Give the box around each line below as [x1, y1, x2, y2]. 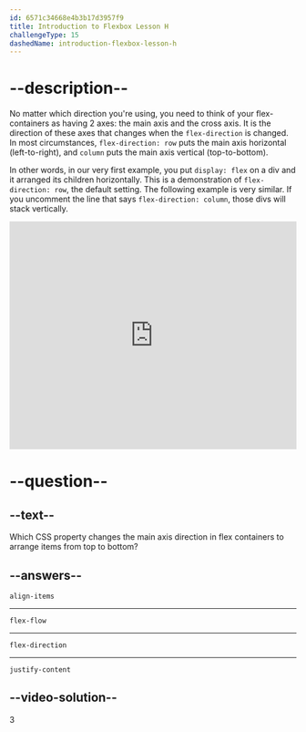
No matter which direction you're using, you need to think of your [9, 108, 255, 119]
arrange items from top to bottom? [9, 541, 138, 552]
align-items [9, 592, 55, 601]
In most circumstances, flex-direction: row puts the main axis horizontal [9, 138, 287, 149]
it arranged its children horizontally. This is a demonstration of [9, 174, 242, 185]
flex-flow [9, 616, 47, 625]
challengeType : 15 [9, 30, 79, 39]
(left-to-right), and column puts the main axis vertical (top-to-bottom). [9, 147, 269, 158]
